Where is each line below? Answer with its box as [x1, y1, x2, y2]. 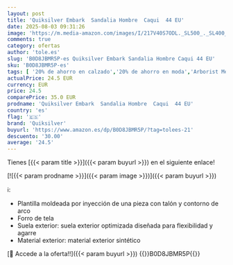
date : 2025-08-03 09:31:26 [7, 23, 85, 30]
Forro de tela [17, 214, 54, 223]
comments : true [7, 36, 51, 43]
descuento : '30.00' [7, 132, 64, 139]
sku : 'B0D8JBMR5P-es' [7, 62, 70, 69]
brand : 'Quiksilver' [7, 119, 67, 127]
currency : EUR [7, 81, 49, 88]
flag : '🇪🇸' [7, 113, 42, 120]
